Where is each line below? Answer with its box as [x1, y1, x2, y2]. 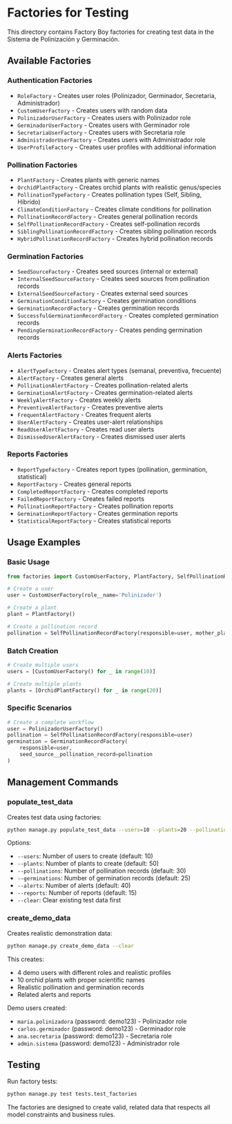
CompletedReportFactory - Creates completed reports [17, 487, 168, 495]
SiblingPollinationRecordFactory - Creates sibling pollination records [17, 226, 217, 235]
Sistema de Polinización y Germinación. [7, 35, 120, 43]
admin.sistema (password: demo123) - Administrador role [17, 1039, 180, 1047]
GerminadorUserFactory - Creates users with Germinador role [17, 121, 190, 129]
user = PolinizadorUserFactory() [7, 725, 104, 733]
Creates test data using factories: [7, 813, 102, 821]
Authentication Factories [7, 76, 93, 86]
